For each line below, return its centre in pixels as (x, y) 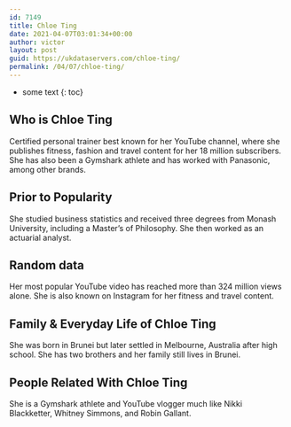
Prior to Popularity (61, 197)
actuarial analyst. (40, 237)
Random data (47, 265)
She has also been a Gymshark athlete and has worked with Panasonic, (140, 159)
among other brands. (47, 169)
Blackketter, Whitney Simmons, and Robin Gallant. (100, 413)
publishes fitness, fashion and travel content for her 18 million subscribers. (145, 151)
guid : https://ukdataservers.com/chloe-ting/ (94, 58)
